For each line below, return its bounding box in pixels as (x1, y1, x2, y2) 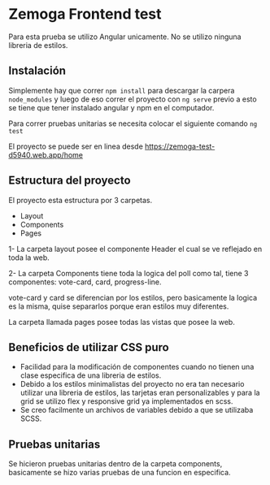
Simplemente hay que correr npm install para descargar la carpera (8, 85, 235, 95)
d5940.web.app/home (8, 149, 84, 159)
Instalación (8, 64, 67, 78)
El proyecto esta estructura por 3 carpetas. (8, 195, 153, 205)
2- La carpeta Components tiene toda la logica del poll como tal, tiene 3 (8, 268, 249, 278)
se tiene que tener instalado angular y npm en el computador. (8, 102, 215, 112)
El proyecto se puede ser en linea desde (8, 141, 144, 151)
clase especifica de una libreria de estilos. (20, 370, 162, 380)
